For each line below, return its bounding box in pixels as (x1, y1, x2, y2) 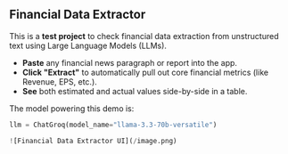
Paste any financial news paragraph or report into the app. (21, 57, 238, 68)
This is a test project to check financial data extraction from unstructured (9, 30, 279, 41)
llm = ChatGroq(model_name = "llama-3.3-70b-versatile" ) (9, 120, 218, 129)
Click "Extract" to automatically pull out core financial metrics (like (21, 67, 269, 77)
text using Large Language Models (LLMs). (9, 40, 168, 51)
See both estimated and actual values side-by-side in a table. (21, 85, 248, 96)
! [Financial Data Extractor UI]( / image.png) (9, 136, 177, 145)
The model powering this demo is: (9, 102, 135, 114)
